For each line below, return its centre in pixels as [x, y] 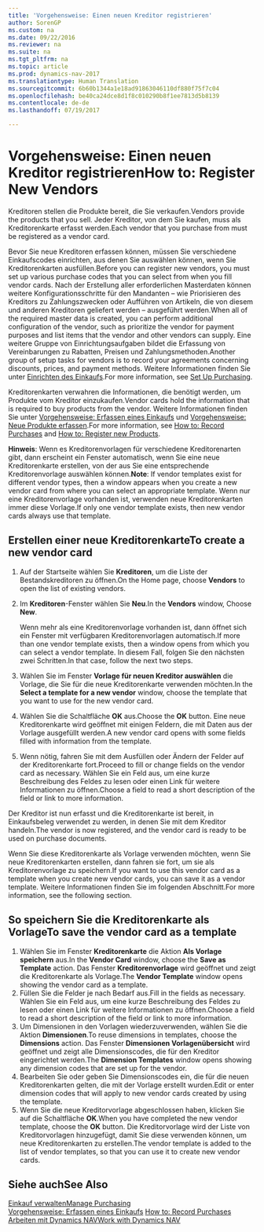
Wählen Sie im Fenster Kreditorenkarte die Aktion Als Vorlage [121, 951]
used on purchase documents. [58, 838]
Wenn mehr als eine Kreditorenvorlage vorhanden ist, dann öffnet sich [133, 627]
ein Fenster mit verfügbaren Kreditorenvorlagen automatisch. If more [130, 635]
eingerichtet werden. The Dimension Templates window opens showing [136, 1060]
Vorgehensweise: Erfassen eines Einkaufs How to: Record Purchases [120, 1212]
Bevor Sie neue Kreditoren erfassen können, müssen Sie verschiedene [123, 251]
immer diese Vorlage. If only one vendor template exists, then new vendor [126, 507]
